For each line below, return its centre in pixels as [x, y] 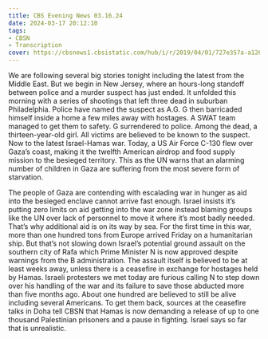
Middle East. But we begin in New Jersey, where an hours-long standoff [126, 84]
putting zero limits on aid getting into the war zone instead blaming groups [130, 209]
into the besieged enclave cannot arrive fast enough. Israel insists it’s [122, 201]
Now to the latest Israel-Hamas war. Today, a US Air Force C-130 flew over [131, 143]
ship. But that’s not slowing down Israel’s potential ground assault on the [127, 243]
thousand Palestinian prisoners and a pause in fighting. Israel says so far [128, 319]
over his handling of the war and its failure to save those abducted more [126, 286]
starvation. [26, 177]
